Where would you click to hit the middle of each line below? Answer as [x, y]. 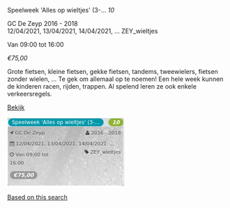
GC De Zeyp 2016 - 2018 [43, 23]
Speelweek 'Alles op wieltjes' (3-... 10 [61, 10]
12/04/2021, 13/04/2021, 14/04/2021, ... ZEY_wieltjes [83, 31]
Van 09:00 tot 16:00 [36, 44]
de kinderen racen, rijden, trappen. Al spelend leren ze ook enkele [102, 86]
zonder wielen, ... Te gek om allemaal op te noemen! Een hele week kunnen [115, 79]
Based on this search [38, 197]
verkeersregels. [30, 94]
